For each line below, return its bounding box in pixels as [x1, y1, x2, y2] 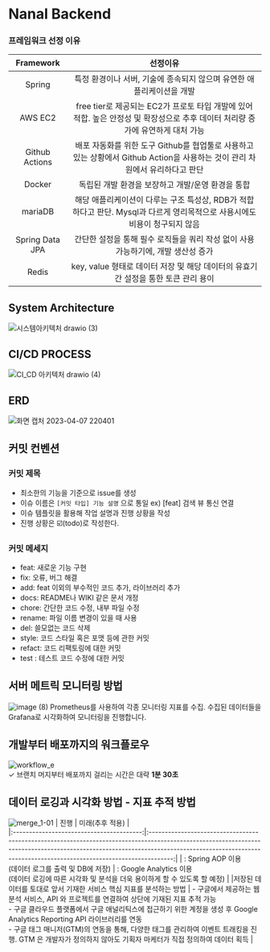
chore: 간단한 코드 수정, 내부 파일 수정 [19, 602, 140, 613]
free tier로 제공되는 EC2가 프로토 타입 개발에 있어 [76, 101, 253, 112]
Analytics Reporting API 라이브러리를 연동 [8, 914, 143, 924]
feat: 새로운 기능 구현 [19, 562, 87, 572]
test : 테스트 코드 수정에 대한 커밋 [19, 653, 125, 663]
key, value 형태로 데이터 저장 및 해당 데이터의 [71, 261, 234, 272]
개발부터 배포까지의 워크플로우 [8, 738, 150, 752]
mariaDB [21, 206, 55, 218]
